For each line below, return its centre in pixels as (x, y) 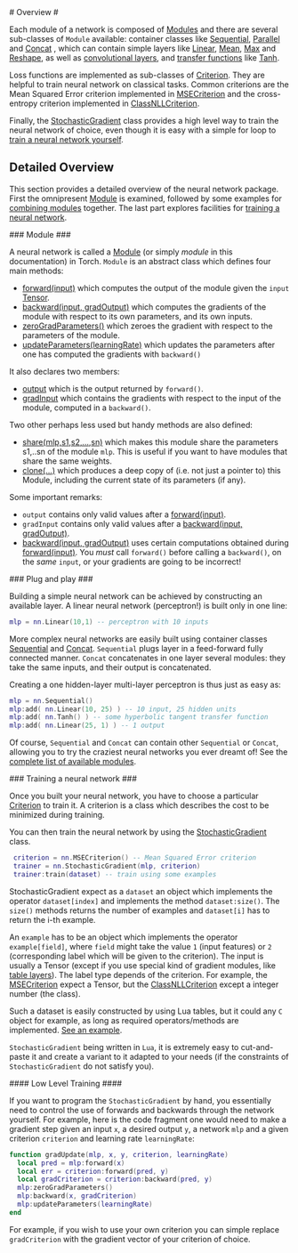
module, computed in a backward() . (86, 408)
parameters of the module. (71, 335)
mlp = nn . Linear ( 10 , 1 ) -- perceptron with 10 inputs (109, 622)
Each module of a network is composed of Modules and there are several (144, 29)
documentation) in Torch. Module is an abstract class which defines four (140, 261)
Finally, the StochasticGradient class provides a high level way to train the (144, 121)
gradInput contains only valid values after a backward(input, (132, 523)
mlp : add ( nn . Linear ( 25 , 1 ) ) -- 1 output (87, 726)
